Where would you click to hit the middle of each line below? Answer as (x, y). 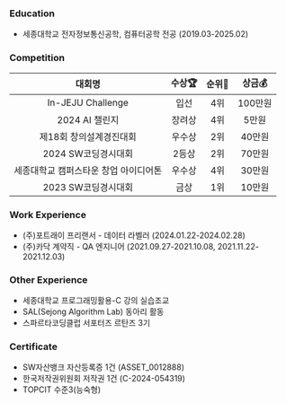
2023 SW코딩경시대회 (88, 187)
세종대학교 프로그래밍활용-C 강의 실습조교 (96, 301)
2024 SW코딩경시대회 (88, 153)
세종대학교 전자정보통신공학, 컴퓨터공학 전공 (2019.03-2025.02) (135, 34)
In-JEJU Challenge (88, 102)
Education (32, 13)
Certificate (34, 346)
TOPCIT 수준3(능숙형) (62, 390)
